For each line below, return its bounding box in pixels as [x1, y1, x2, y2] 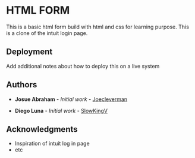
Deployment [6, 47, 53, 57]
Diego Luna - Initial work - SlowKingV [14, 107, 108, 114]
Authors [6, 80, 37, 90]
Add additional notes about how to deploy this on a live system [6, 62, 160, 69]
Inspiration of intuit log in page [14, 140, 90, 147]
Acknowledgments [6, 124, 78, 134]
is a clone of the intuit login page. [6, 29, 88, 36]
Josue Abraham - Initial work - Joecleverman [14, 96, 128, 103]
